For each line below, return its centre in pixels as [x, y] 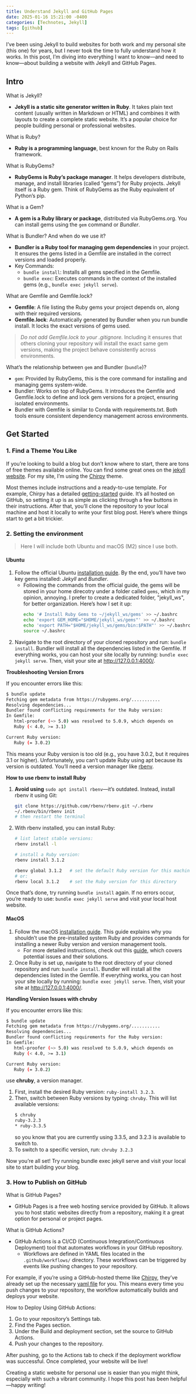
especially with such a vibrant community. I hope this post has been [87, 1379]
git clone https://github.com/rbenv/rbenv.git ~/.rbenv [84, 806]
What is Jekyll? [24, 96]
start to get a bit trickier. [35, 518]
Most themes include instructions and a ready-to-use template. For [87, 487]
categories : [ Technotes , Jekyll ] [47, 22]
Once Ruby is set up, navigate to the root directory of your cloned [93, 962]
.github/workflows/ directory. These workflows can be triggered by [105, 1260]
